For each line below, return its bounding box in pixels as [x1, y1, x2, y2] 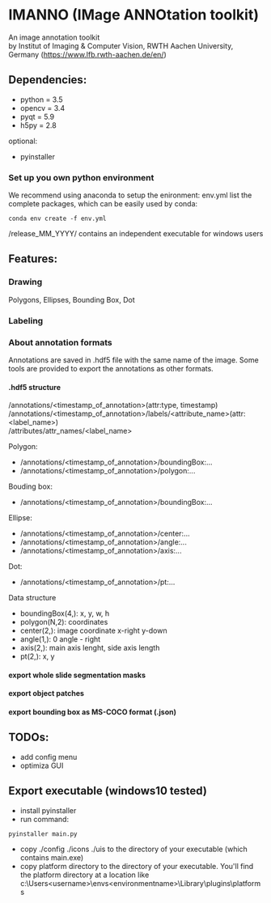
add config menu [19, 752, 78, 761]
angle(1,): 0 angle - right [19, 634, 101, 644]
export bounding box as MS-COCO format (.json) [8, 706, 176, 717]
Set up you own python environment [8, 172, 155, 183]
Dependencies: [8, 73, 87, 87]
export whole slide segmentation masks [8, 670, 146, 680]
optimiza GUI [19, 761, 64, 770]
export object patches [8, 689, 85, 698]
